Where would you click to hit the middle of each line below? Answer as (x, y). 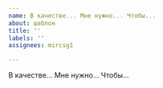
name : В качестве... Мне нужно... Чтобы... (82, 16)
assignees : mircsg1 (41, 46)
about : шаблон (32, 23)
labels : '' (26, 38)
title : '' (25, 30)
